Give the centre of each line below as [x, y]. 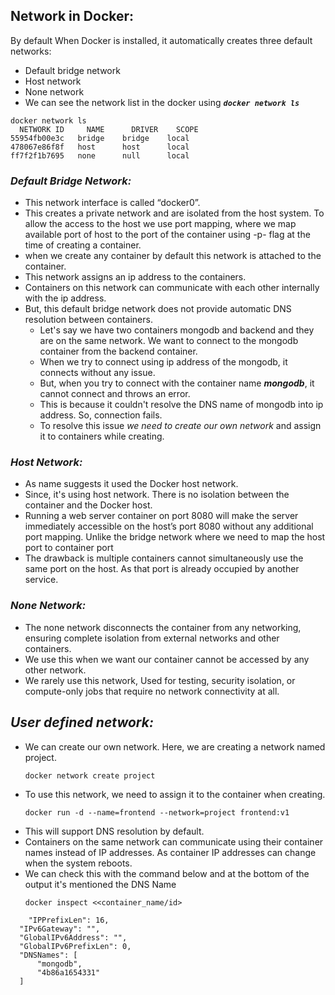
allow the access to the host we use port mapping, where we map [160, 224]
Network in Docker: [72, 16]
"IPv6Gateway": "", [60, 929]
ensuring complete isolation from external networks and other [152, 638]
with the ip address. [65, 298]
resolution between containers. [88, 320]
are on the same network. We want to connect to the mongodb [169, 341]
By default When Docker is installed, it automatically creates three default [161, 40]
